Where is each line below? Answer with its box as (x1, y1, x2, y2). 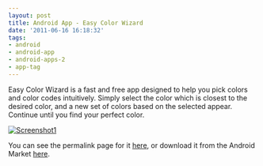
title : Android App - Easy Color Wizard (8, 19, 144, 27)
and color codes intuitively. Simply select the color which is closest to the (8, 92, 248, 103)
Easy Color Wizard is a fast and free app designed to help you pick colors (8, 85, 248, 94)
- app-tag (8, 63, 41, 71)
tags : (8, 33, 26, 42)
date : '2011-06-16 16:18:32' (8, 26, 105, 34)
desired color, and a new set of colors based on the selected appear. (8, 101, 233, 111)
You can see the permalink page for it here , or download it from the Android (8, 140, 255, 150)
